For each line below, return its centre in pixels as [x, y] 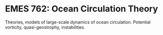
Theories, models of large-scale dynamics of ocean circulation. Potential [78, 22]
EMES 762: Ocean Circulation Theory [81, 9]
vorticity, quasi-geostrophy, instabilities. [45, 27]
